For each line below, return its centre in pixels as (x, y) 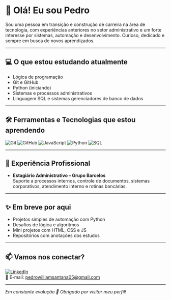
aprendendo (25, 130)
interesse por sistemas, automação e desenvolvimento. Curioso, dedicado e (85, 35)
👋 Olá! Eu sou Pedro (48, 10)
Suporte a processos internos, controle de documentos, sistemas (81, 181)
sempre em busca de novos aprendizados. (50, 41)
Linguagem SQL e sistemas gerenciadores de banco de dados (78, 98)
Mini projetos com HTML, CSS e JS (49, 230)
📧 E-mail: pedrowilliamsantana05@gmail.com (53, 277)
